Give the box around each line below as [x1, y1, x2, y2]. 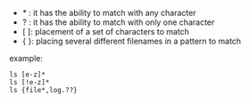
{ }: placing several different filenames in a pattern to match [21, 36, 242, 46]
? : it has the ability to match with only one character [21, 17, 215, 28]
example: [9, 53, 43, 63]
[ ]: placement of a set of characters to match [21, 27, 190, 36]
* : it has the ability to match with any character [21, 8, 196, 18]
